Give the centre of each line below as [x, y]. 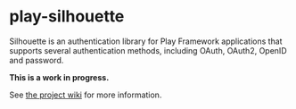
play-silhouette [67, 17]
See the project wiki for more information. [86, 95]
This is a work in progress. [59, 77]
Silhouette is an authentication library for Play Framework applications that [146, 41]
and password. [37, 60]
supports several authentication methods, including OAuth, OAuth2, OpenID [148, 50]
